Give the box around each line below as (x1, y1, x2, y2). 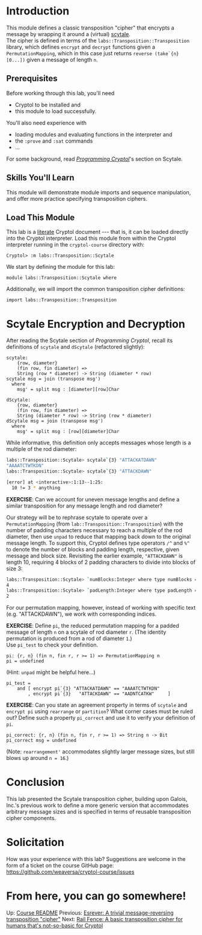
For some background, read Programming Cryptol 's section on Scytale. (6, 155, 183, 162)
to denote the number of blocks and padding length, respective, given (6, 545, 180, 553)
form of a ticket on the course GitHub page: (6, 862, 114, 869)
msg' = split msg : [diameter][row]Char (17, 387, 120, 393)
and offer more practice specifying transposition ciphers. (6, 195, 147, 202)
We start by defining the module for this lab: (6, 263, 115, 271)
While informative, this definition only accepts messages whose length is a (6, 439, 191, 446)
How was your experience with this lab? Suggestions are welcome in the (6, 856, 186, 863)
